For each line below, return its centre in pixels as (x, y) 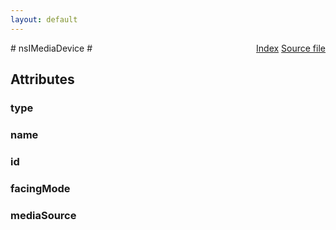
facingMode (40, 188)
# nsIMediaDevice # (51, 48)
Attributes (42, 79)
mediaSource (43, 215)
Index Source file (291, 48)
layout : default (44, 19)
